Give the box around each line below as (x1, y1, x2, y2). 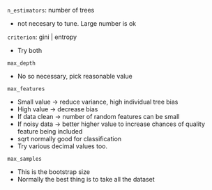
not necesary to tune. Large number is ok (17, 19, 137, 27)
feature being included (17, 127, 83, 135)
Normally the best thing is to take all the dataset (17, 175, 155, 183)
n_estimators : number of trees (7, 6, 95, 14)
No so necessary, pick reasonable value (17, 72, 132, 80)
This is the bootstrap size (17, 168, 91, 176)
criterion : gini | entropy (7, 33, 77, 41)
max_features (7, 86, 45, 93)
